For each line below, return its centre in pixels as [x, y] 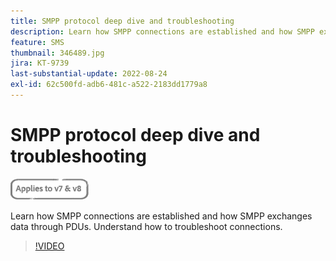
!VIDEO [49, 246]
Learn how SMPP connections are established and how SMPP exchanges [161, 216]
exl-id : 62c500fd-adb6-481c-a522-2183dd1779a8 [109, 85]
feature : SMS [37, 42]
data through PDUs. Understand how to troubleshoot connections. [146, 226]
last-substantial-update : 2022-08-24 [89, 74]
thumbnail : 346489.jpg [57, 53]
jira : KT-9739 [40, 63]
